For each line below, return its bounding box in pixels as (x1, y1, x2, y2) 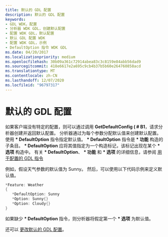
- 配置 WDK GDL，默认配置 (5, 31, 54, 36)
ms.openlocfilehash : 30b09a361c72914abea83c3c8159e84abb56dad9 (5, 59, 141, 64)
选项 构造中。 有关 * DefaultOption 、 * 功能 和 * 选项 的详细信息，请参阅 (5, 149, 156, 155)
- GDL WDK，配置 (5, 21, 37, 27)
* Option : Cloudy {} (12, 201, 51, 206)
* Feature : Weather (5, 182, 44, 187)
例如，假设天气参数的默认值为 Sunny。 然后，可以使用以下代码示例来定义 (5, 166, 158, 172)
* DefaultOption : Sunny (12, 192, 60, 197)
